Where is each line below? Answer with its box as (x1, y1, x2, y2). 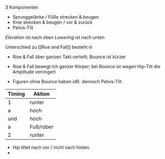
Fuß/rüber (30, 123, 54, 130)
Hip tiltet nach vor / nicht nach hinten (12, 144, 90, 150)
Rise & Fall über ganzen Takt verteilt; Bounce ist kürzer (12, 54, 126, 60)
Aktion (33, 90, 50, 97)
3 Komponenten (5, 5, 39, 10)
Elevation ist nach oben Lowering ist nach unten (5, 35, 105, 40)
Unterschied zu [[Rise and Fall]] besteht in (5, 44, 93, 50)
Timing (8, 90, 25, 97)
